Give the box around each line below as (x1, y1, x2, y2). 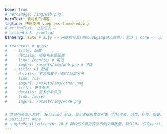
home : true (5, 7, 28, 12)
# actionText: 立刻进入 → (5, 26, 56, 31)
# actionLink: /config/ (5, 30, 55, 35)
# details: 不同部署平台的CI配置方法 (5, 71, 84, 77)
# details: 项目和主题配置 (5, 53, 65, 58)
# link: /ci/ (5, 76, 41, 81)
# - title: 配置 (5, 48, 42, 53)
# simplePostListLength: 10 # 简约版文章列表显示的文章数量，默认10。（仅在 (5, 122, 150, 127)
